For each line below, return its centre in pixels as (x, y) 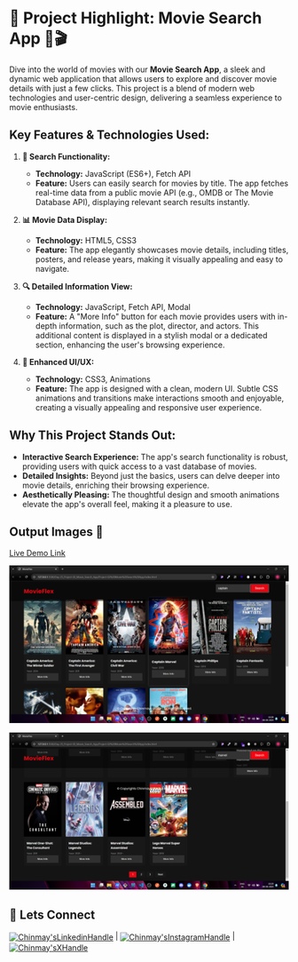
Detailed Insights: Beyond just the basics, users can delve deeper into (151, 475)
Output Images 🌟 (56, 532)
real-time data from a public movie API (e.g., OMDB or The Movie (154, 192)
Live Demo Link (38, 553)
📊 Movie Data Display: (65, 219)
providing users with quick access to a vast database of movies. (139, 466)
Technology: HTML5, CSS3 (86, 240)
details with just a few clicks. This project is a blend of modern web (132, 88)
